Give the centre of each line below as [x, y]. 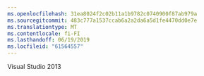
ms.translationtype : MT [42, 27]
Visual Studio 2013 [34, 66]
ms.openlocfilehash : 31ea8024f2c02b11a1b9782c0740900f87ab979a [102, 14]
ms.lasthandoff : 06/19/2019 [49, 40]
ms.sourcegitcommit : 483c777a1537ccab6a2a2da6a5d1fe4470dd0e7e [102, 20]
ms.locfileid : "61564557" [45, 46]
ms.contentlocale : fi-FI [44, 33]
